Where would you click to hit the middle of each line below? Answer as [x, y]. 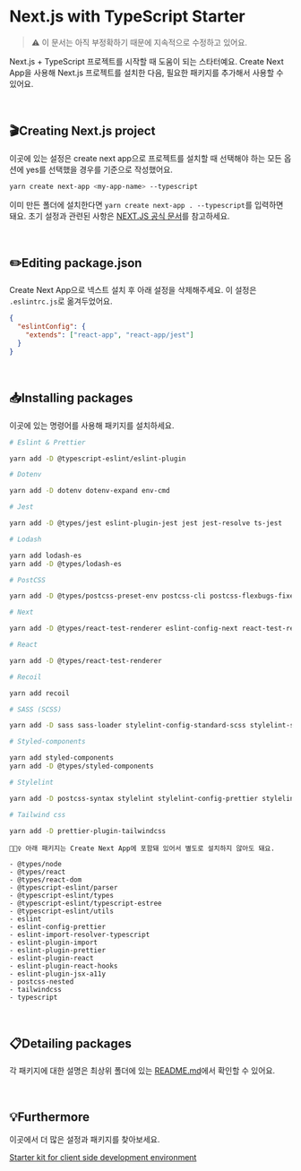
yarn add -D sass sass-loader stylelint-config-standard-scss [128, 726]
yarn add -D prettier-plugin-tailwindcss [88, 831]
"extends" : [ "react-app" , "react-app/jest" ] [110, 335]
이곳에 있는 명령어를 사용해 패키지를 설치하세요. [92, 425]
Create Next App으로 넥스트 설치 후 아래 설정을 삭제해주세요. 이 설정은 [133, 290]
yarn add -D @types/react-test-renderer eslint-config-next [124, 629]
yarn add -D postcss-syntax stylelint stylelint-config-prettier [133, 798]
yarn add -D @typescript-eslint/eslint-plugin [98, 459]
